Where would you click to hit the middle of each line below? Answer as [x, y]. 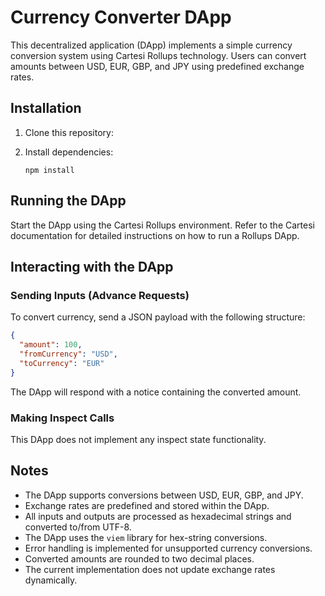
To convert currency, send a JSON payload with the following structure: [158, 317]
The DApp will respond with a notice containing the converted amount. [156, 392]
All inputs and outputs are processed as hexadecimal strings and [158, 516]
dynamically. [51, 580]
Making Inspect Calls [62, 418]
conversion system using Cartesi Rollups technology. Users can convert [158, 55]
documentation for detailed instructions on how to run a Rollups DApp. [155, 235]
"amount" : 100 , [51, 345]
